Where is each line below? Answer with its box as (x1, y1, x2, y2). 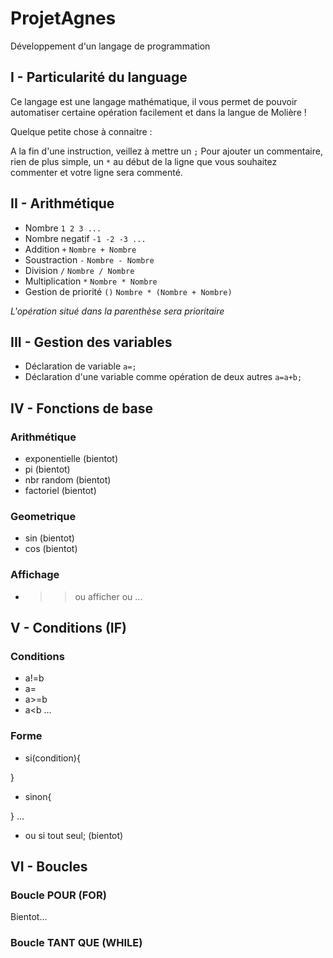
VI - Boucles (10, 858, 88, 876)
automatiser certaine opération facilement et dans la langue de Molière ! (10, 106, 307, 118)
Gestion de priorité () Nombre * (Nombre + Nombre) (24, 285, 233, 297)
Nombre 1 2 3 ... (24, 222, 102, 234)
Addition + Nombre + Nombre (24, 243, 137, 255)
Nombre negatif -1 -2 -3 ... (24, 232, 147, 244)
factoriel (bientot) (24, 485, 97, 497)
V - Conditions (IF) (10, 620, 127, 637)
